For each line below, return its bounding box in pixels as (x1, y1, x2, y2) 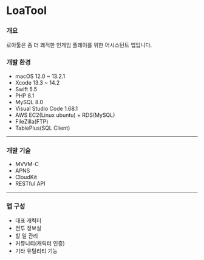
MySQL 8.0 (15, 98, 44, 105)
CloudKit (15, 174, 38, 181)
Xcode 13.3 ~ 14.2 (15, 79, 60, 86)
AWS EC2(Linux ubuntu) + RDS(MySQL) (15, 111, 115, 119)
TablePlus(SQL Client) (15, 124, 70, 132)
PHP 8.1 (15, 92, 35, 99)
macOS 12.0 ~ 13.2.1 (15, 72, 66, 80)
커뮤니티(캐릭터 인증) (15, 240, 65, 247)
